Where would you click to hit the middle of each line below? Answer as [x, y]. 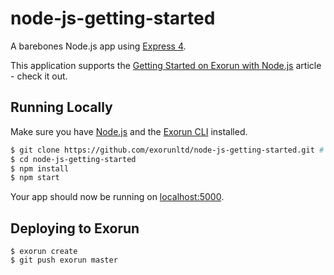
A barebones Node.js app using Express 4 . [98, 46]
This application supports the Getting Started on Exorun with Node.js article [166, 65]
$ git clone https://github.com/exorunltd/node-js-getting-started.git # [167, 150]
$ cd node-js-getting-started [73, 159]
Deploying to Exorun [75, 228]
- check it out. [39, 76]
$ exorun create [44, 252]
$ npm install [40, 168]
